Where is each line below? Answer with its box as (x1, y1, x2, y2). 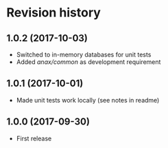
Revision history (6, 5, 101, 21)
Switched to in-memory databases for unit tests (16, 50, 152, 59)
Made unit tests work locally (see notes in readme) (16, 96, 160, 104)
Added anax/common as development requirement (16, 58, 161, 66)
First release (16, 134, 52, 142)
